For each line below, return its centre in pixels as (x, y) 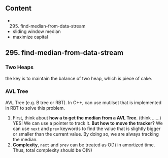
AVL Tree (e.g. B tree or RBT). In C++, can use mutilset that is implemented (83, 102)
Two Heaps (20, 67)
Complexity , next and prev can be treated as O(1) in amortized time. (84, 145)
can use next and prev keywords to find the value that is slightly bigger (87, 129)
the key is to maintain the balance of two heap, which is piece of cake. (79, 78)
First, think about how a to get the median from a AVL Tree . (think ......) (87, 118)
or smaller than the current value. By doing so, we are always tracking (86, 134)
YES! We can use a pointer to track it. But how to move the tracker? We (88, 123)
